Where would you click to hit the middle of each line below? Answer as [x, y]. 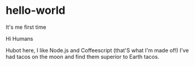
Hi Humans [20, 38]
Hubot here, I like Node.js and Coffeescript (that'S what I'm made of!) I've [97, 50]
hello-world [36, 10]
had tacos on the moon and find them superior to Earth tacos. [83, 56]
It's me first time [26, 27]
